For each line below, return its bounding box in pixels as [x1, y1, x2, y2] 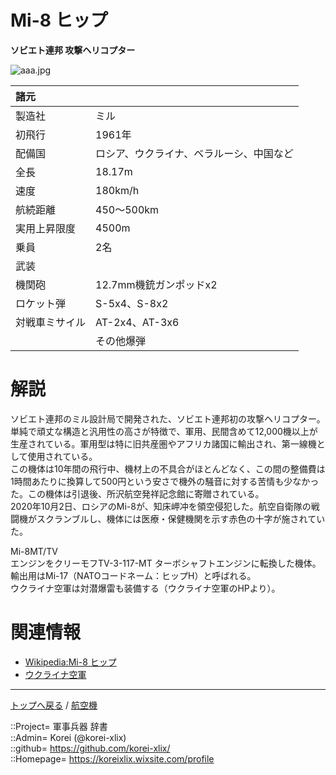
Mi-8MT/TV [10, 545, 58, 557]
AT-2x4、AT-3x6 [95, 315, 180, 329]
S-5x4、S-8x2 [95, 296, 169, 310]
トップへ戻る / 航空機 [10, 699, 98, 711]
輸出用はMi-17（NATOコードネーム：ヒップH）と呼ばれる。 [10, 569, 257, 581]
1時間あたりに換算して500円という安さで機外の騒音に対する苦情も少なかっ [10, 475, 320, 487]
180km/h [95, 183, 140, 197]
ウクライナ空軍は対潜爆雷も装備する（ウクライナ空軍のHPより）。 [10, 582, 281, 594]
